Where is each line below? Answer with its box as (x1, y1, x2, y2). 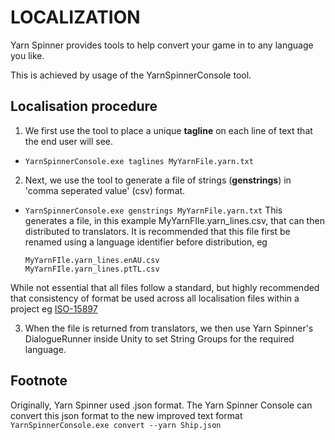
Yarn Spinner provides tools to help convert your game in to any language (10, 39, 314, 51)
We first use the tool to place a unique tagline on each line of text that (24, 124, 313, 136)
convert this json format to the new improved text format (10, 409, 243, 421)
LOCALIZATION (10, 6, 141, 29)
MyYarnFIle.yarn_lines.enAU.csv (24, 255, 160, 265)
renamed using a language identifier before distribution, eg (24, 236, 268, 248)
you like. (10, 49, 45, 61)
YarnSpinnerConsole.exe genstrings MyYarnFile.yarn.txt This (24, 204, 283, 216)
